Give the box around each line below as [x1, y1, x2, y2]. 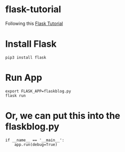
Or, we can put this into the [5, 110, 120, 121]
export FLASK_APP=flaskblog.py [5, 88, 71, 94]
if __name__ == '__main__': [5, 137, 65, 143]
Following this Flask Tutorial [5, 20, 63, 26]
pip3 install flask [5, 55, 47, 60]
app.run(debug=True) [14, 142, 58, 147]
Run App [5, 72, 43, 83]
